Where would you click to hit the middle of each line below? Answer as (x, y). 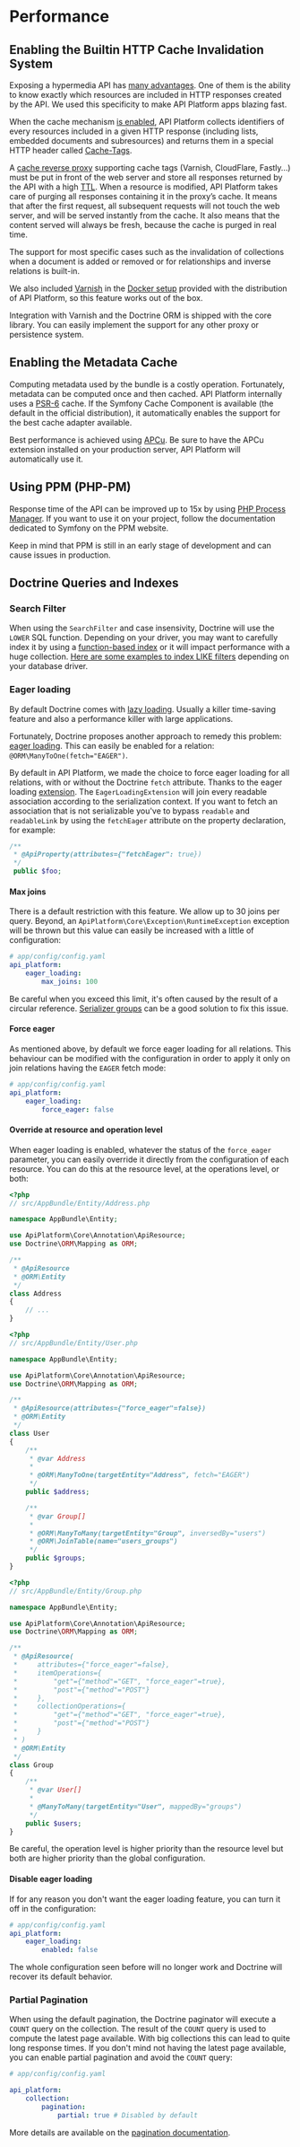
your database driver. (49, 666)
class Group (31, 1765)
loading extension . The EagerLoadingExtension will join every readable (138, 791)
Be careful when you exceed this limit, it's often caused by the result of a (144, 999)
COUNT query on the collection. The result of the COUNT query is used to (138, 2029)
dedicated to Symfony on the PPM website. (89, 528)
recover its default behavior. (61, 1976)
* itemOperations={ (57, 1673)
